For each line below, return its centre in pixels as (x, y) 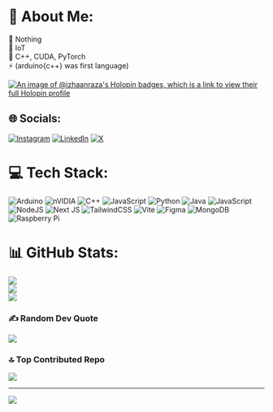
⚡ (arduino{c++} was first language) (69, 65)
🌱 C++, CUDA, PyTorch (47, 56)
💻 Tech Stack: (58, 172)
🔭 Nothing (25, 39)
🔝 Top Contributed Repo (57, 359)
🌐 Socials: (35, 118)
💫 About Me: (51, 17)
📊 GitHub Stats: (64, 252)
